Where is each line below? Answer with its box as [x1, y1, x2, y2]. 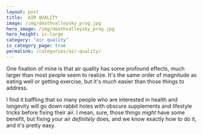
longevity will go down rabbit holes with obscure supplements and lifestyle [6, 102, 192, 110]
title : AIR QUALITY [6, 15, 59, 21]
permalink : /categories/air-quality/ [6, 48, 101, 54]
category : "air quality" [6, 37, 69, 43]
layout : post [6, 8, 39, 15]
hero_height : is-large [6, 31, 63, 38]
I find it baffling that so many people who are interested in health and [6, 96, 178, 103]
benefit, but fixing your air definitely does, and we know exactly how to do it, [6, 115, 197, 122]
